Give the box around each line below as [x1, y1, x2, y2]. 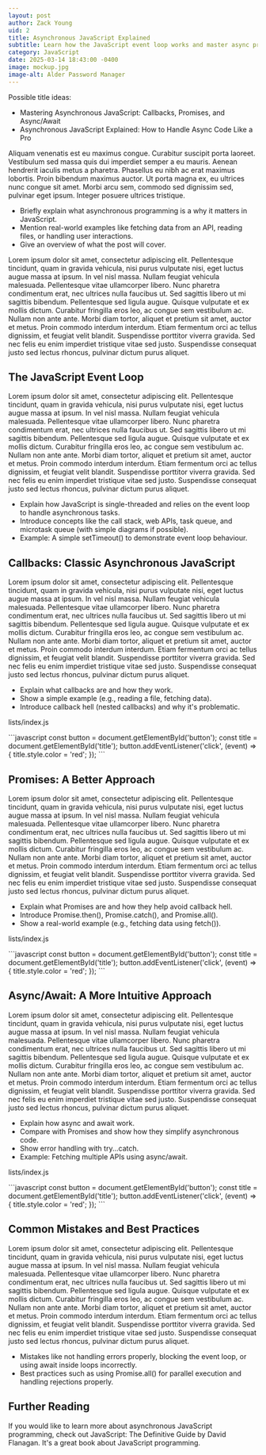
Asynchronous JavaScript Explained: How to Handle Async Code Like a [19, 124, 253, 134]
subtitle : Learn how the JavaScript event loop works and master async [8, 41, 249, 49]
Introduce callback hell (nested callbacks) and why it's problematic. [19, 703, 241, 712]
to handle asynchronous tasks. [19, 508, 120, 518]
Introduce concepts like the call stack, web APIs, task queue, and [19, 516, 233, 526]
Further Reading [8, 1400, 90, 1414]
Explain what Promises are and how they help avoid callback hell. [19, 902, 233, 912]
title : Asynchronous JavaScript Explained [8, 33, 150, 42]
